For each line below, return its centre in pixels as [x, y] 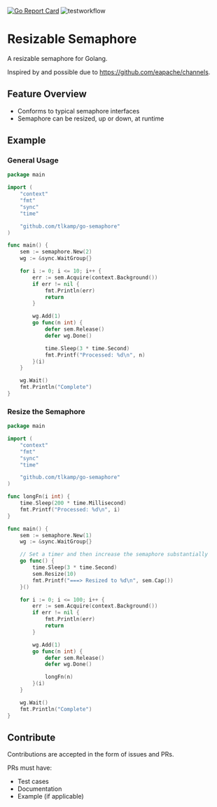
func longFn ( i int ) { [39, 497]
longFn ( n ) [59, 677]
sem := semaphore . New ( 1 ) [56, 535]
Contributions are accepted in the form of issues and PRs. [91, 754]
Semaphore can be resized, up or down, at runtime [91, 118]
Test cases [33, 782]
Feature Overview [47, 94]
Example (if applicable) [50, 796]
